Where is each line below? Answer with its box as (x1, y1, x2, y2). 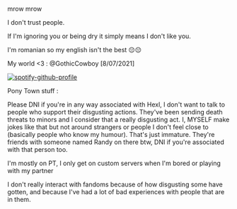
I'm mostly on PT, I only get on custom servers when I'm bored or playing (7, 159, 221, 167)
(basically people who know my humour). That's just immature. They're (7, 131, 215, 138)
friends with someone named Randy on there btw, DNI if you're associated (7, 138, 224, 146)
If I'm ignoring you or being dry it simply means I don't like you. (7, 32, 191, 40)
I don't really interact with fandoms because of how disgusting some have (7, 180, 223, 189)
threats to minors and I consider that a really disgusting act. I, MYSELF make (7, 115, 230, 124)
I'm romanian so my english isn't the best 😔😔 (7, 46, 141, 54)
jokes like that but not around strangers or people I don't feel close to (7, 123, 209, 131)
